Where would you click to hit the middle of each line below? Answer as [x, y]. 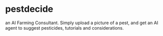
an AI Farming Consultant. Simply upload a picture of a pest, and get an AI [82, 23]
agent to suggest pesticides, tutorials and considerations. [64, 28]
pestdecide [29, 9]
